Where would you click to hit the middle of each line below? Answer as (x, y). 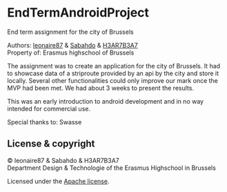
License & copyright (51, 144)
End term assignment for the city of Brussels (70, 32)
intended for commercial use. (49, 108)
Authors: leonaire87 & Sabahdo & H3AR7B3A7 (72, 45)
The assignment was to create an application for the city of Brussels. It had (114, 66)
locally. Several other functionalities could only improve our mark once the (113, 80)
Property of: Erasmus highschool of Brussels (71, 52)
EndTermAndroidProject (78, 13)
